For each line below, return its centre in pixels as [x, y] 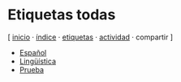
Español [33, 52]
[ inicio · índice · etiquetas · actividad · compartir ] [90, 37]
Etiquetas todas [62, 15]
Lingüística [37, 61]
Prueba [32, 69]
